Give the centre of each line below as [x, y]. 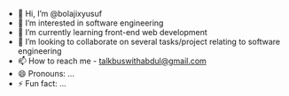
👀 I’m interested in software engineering [90, 23]
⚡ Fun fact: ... [42, 83]
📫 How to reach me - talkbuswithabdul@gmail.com [112, 61]
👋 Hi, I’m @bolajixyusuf [60, 14]
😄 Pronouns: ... [46, 74]
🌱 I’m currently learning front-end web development [113, 32]
